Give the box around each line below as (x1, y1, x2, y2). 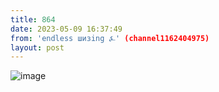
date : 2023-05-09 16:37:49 (10, 24, 123, 34)
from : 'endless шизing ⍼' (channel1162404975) (10, 33, 210, 43)
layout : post (10, 42, 65, 53)
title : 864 (10, 14, 56, 25)
